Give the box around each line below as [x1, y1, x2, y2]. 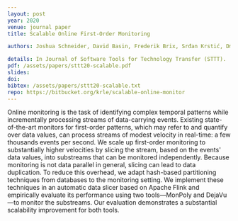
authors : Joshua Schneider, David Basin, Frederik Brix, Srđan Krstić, [7, 43, 223, 50]
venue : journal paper [7, 23, 72, 30]
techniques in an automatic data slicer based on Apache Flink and [7, 183, 200, 192]
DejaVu [205, 191, 227, 199]
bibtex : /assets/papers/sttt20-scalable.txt [7, 82, 141, 89]
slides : [7, 69, 30, 76]
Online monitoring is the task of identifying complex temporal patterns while [7, 108, 229, 117]
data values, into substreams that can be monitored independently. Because [7, 153, 229, 161]
